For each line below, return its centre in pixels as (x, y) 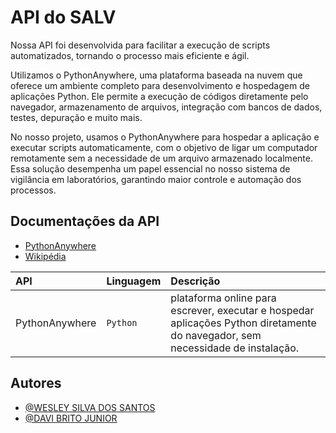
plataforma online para (223, 298)
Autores (36, 383)
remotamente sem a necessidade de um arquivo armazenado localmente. (161, 158)
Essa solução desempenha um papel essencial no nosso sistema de (150, 168)
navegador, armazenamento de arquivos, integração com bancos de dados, (166, 107)
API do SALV (63, 17)
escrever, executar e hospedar (242, 310)
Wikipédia (45, 256)
